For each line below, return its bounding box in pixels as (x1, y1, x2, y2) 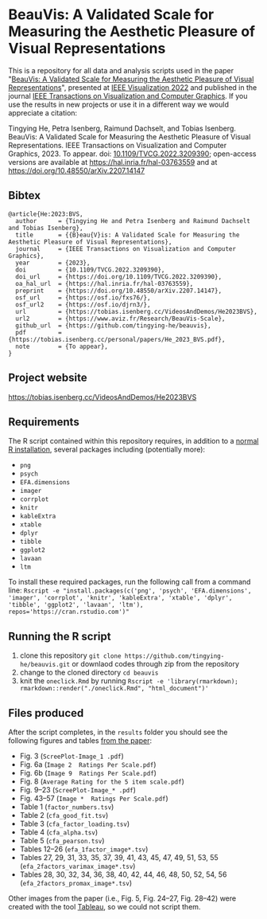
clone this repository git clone (19, 651, 122, 660)
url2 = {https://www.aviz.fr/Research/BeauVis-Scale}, (15, 315, 226, 323)
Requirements (8, 415, 79, 428)
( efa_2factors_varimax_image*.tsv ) (19, 862, 136, 870)
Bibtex (8, 189, 41, 202)
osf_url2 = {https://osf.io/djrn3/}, (15, 300, 151, 308)
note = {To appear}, (15, 342, 109, 350)
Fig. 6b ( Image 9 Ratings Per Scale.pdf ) (19, 768, 157, 777)
